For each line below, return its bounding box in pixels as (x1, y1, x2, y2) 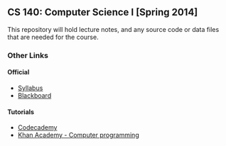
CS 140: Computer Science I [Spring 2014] (7, 6, 198, 18)
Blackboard (17, 91, 52, 99)
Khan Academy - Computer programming (17, 131, 140, 140)
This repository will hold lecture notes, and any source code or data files (7, 25, 220, 33)
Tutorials (7, 107, 34, 116)
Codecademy (17, 123, 58, 132)
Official (7, 68, 30, 77)
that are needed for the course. (7, 33, 99, 41)
